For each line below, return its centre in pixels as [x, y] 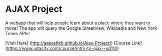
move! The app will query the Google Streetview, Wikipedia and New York [81, 28]
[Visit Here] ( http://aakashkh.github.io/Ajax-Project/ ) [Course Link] [73, 43]
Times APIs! [17, 33]
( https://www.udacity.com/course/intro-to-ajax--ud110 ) [62, 48]
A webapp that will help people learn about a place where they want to [78, 23]
